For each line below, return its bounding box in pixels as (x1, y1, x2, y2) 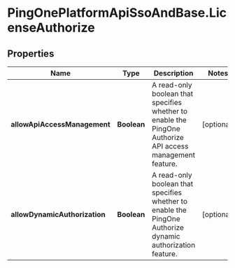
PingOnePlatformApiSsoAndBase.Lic (7, 5, 227, 21)
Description (153, 69, 194, 78)
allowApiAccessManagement (10, 120, 111, 129)
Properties (7, 48, 55, 59)
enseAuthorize (7, 20, 96, 36)
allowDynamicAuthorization (10, 210, 106, 219)
